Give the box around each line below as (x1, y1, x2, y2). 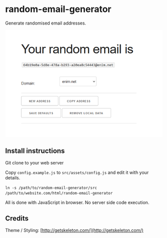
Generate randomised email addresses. (5, 20, 86, 26)
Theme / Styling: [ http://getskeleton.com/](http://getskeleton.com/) (5, 227, 143, 233)
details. (5, 175, 20, 181)
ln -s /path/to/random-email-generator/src (5, 185, 97, 190)
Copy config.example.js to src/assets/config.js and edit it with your (5, 169, 149, 175)
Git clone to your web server (5, 160, 64, 166)
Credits (5, 214, 29, 222)
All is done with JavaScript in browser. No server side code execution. (5, 199, 149, 205)
